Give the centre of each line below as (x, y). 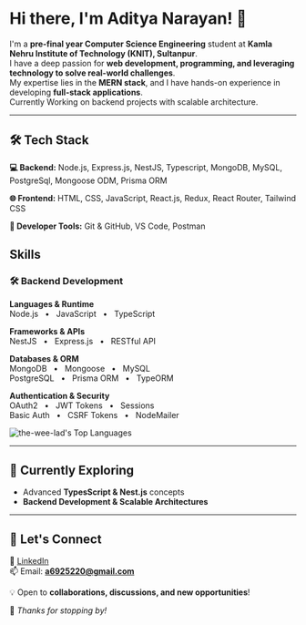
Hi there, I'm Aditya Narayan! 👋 (128, 19)
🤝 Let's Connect (56, 539)
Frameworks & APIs (47, 332)
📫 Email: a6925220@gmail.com (72, 571)
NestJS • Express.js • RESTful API (83, 342)
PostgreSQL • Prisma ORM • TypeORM (92, 378)
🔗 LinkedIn (29, 561)
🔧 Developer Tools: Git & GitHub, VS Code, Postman (107, 226)
